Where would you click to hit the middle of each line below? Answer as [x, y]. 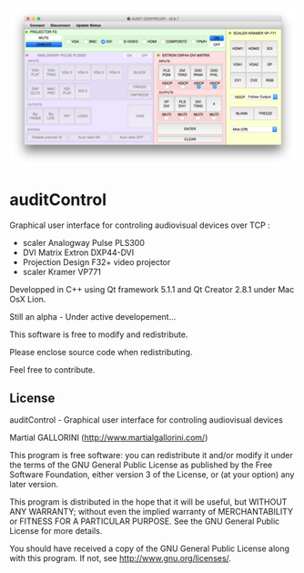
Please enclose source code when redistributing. [101, 352]
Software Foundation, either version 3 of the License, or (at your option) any [152, 475]
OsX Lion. [28, 299]
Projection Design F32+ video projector [96, 261]
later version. [34, 485]
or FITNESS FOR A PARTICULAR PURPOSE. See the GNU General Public [145, 521]
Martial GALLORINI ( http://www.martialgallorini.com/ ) [109, 438]
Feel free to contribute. [52, 369]
